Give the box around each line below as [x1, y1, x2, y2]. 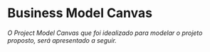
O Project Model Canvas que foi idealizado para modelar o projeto [7, 28, 203, 37]
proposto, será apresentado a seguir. [7, 36, 117, 44]
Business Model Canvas [7, 5, 153, 21]
